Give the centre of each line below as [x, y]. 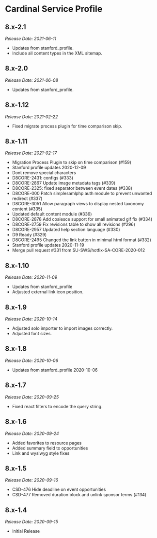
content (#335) [27, 209]
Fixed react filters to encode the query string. [57, 406]
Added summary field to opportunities [50, 448]
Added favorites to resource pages [47, 443]
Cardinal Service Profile [54, 9]
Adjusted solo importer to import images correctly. [62, 328]
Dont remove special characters [44, 173]
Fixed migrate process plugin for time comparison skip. [67, 126]
